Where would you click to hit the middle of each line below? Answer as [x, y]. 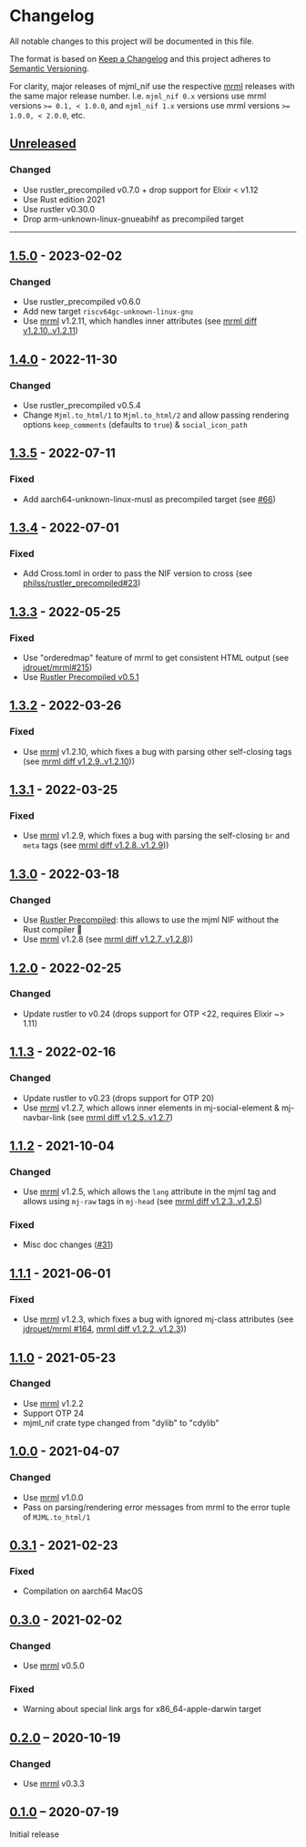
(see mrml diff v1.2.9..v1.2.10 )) [78, 761]
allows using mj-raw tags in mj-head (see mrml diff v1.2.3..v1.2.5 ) [142, 1202]
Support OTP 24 [53, 1413]
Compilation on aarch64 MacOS [82, 1591]
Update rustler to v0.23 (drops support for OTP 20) [118, 1098]
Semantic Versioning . [49, 68]
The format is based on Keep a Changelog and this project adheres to [140, 58]
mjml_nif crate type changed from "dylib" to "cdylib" [121, 1422]
